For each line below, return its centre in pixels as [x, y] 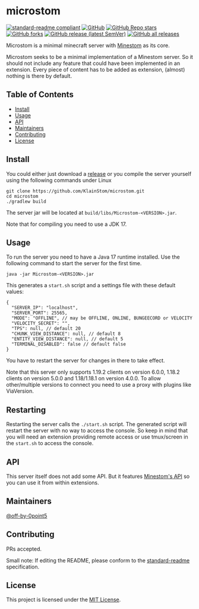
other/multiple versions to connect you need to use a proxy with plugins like [99, 385]
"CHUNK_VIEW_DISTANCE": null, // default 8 [66, 334]
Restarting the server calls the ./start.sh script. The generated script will [97, 424]
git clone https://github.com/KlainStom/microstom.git [75, 191]
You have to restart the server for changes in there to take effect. [86, 361]
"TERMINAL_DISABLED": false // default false [69, 344]
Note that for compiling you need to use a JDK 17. [67, 224]
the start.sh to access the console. [50, 443]
